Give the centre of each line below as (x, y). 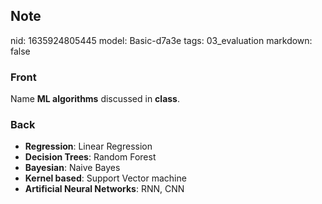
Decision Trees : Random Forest (90, 157)
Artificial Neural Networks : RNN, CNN (104, 189)
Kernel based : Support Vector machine (105, 178)
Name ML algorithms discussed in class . (95, 99)
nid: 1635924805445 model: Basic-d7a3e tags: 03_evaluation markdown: (161, 40)
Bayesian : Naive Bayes (72, 168)
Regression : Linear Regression (88, 146)
